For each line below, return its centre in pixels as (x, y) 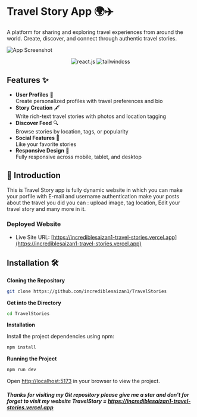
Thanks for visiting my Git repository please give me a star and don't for (98, 394)
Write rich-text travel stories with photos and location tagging (90, 116)
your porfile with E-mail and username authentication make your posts (93, 196)
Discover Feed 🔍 (37, 123)
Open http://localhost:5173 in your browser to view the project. (83, 381)
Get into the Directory (34, 303)
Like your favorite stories (46, 144)
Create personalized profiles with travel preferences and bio (89, 101)
